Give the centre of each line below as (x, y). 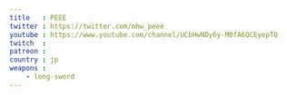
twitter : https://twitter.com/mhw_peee (87, 26)
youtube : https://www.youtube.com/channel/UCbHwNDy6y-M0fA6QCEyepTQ (144, 34)
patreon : (28, 52)
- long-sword (50, 77)
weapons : (28, 69)
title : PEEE (38, 18)
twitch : (28, 43)
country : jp (34, 60)
